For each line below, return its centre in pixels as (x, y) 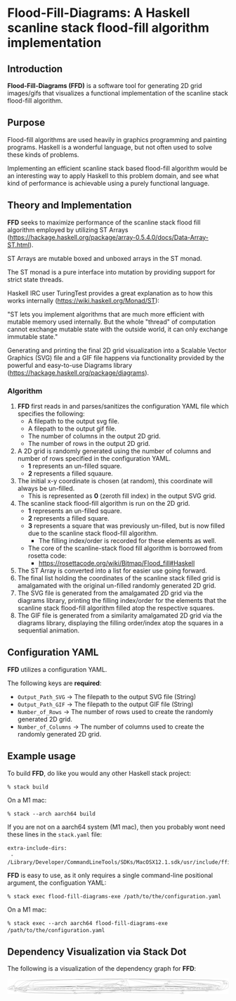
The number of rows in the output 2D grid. (89, 443)
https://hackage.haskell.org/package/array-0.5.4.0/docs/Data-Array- (109, 237)
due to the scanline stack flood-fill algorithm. (93, 533)
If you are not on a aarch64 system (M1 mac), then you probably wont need (116, 827)
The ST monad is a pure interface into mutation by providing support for (111, 272)
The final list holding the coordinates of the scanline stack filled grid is (119, 578)
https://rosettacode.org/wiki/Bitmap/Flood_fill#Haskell (117, 563)
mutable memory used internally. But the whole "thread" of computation (112, 321)
